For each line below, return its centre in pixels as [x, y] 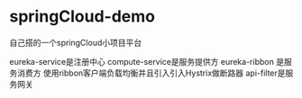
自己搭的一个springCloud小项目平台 [76, 42]
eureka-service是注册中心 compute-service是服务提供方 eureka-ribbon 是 [147, 61]
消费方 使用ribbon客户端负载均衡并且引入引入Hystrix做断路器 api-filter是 [151, 73]
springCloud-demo [82, 17]
